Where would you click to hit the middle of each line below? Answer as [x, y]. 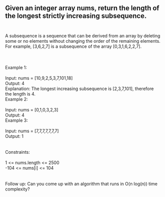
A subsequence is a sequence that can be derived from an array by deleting [83, 36]
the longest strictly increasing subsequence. [76, 16]
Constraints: [18, 152]
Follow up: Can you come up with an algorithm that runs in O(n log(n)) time [81, 184]
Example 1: [16, 67]
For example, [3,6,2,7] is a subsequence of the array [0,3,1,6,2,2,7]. [73, 46]
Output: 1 [14, 136]
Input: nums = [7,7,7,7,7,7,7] [32, 131]
